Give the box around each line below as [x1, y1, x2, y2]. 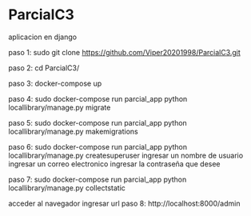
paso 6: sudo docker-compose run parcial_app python [8, 142, 188, 151]
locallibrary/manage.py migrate [8, 102, 111, 112]
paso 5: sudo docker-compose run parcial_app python [8, 118, 188, 127]
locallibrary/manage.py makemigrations [8, 126, 138, 136]
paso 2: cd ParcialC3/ [8, 62, 80, 73]
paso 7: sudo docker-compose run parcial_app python [8, 174, 187, 184]
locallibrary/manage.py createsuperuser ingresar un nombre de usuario [8, 150, 244, 160]
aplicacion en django [8, 32, 78, 42]
